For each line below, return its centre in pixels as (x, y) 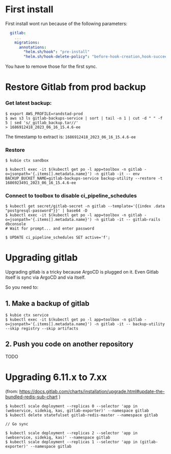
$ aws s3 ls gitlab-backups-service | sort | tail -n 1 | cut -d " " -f (84, 118)
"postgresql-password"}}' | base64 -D (46, 211)
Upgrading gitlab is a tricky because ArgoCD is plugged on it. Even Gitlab (82, 272)
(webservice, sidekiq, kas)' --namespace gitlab (58, 437)
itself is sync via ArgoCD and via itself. (45, 278)
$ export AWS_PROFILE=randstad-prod (44, 113)
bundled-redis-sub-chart (32, 397)
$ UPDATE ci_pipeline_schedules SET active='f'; (58, 238)
